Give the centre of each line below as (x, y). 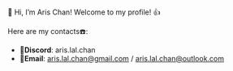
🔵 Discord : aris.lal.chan (57, 50)
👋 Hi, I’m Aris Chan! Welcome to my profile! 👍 (84, 12)
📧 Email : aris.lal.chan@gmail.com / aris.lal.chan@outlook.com (122, 58)
